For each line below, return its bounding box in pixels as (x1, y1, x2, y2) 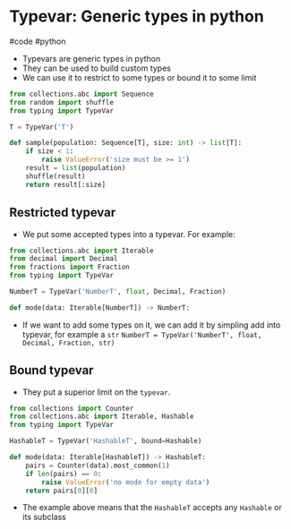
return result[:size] (25, 180, 106, 189)
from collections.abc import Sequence (9, 90, 154, 98)
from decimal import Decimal (9, 254, 118, 263)
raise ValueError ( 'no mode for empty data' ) (41, 477, 210, 487)
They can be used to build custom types (21, 63, 172, 73)
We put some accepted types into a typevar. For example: (21, 228, 235, 239)
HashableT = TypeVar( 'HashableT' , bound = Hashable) (9, 437, 202, 446)
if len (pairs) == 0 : (25, 469, 102, 478)
